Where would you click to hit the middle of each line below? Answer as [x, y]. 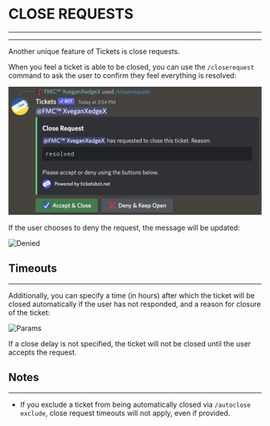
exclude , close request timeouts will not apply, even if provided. [125, 413]
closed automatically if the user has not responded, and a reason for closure [135, 304]
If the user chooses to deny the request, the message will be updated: [124, 227]
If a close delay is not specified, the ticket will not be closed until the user [130, 343]
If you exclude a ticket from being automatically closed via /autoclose [135, 404]
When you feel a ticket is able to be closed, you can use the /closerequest [131, 67]
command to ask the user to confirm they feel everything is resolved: [123, 75]
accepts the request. [43, 352]
